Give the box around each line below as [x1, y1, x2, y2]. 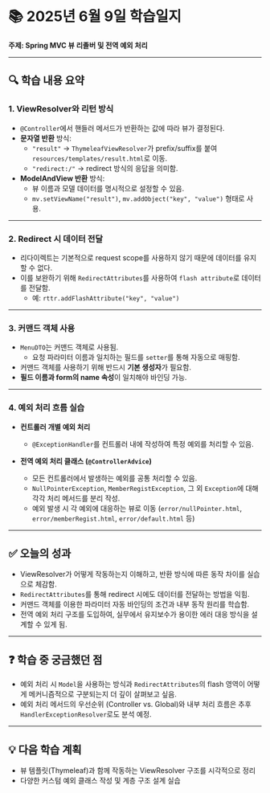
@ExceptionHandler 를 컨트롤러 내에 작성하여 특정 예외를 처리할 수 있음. [31, 439, 255, 448]
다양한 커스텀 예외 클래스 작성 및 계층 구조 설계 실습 [19, 775, 181, 785]
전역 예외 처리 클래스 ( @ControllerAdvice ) [19, 456, 153, 466]
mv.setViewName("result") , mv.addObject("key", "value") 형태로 [31, 194, 245, 203]
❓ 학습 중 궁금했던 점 [8, 652, 103, 667]
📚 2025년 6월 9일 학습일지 [8, 7, 182, 26]
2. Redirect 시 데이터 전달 [8, 233, 103, 244]
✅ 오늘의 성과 [8, 546, 72, 560]
